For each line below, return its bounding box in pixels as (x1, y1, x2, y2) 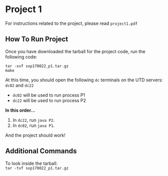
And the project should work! (5, 132, 66, 138)
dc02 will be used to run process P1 (12, 92, 86, 98)
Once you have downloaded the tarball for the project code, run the (5, 48, 145, 54)
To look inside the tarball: (5, 160, 58, 166)
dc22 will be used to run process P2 (12, 97, 86, 103)
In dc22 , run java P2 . (12, 117, 55, 123)
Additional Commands (5, 147, 77, 155)
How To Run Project (5, 35, 69, 43)
